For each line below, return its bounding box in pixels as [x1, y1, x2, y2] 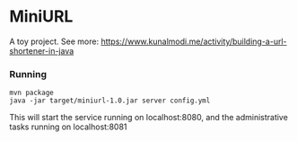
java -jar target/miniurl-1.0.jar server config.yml [9, 96, 211, 105]
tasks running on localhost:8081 [9, 121, 127, 132]
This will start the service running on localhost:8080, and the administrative [9, 112, 289, 123]
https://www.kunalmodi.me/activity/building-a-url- [100, 36, 287, 47]
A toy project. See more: [9, 36, 100, 47]
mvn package [9, 88, 54, 98]
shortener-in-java [9, 45, 74, 56]
